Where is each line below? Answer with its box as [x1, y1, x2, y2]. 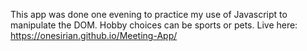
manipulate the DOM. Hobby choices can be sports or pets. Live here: [10, 19, 298, 31]
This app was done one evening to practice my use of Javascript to [10, 9, 288, 20]
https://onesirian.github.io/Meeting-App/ [10, 30, 178, 41]
